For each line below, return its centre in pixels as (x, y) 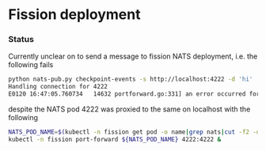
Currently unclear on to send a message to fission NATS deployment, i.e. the (133, 56)
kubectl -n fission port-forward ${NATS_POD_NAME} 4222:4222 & (115, 139)
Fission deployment (74, 15)
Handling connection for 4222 (58, 87)
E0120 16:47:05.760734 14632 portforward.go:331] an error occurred (127, 94)
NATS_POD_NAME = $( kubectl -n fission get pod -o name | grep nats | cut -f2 (129, 132)
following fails (31, 65)
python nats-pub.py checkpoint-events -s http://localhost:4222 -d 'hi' (131, 79)
